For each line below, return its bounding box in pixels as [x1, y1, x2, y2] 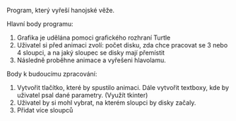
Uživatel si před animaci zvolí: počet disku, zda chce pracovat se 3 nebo [16, 41, 228, 49]
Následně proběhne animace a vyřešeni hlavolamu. [16, 56, 167, 64]
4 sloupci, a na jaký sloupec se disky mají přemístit [16, 49, 165, 57]
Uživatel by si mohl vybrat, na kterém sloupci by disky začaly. [16, 98, 196, 107]
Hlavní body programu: [6, 20, 73, 28]
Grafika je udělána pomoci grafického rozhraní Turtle [16, 33, 171, 42]
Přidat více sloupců [16, 106, 73, 114]
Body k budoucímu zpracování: [6, 70, 98, 78]
